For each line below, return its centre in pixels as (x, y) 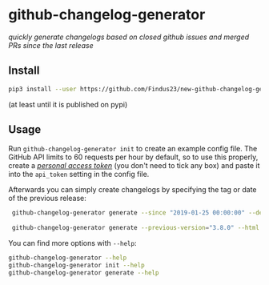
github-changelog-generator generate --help (84, 273)
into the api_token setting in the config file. (79, 175)
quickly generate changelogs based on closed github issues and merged (129, 37)
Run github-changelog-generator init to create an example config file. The (133, 149)
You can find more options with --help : (72, 243)
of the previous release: (47, 199)
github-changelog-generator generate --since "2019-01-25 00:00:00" (128, 213)
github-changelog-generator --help (68, 258)
